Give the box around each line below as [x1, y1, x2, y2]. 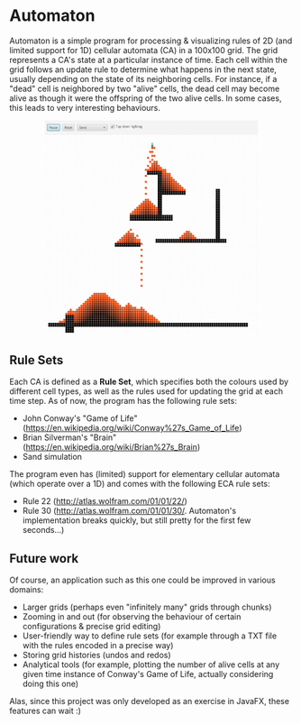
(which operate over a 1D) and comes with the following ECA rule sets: [9, 479, 270, 490]
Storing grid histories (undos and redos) [22, 649, 171, 660]
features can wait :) [9, 705, 81, 716]
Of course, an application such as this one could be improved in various [9, 574, 277, 585]
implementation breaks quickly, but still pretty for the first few [22, 515, 251, 526]
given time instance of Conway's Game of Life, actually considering [22, 668, 274, 679]
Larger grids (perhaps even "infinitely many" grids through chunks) [22, 601, 272, 612]
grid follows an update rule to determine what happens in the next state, [9, 64, 278, 75]
